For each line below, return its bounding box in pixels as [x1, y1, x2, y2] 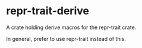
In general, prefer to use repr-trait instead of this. [6, 35, 126, 42]
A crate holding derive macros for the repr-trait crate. [6, 24, 137, 31]
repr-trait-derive [6, 4, 89, 18]
